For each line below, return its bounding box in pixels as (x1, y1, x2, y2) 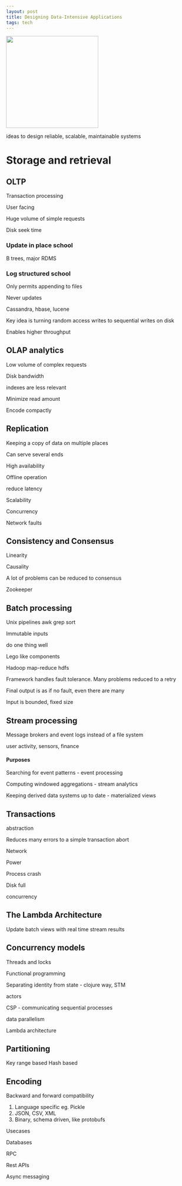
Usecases (6, 1128, 31, 1135)
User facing (6, 204, 35, 211)
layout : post (6, 8, 38, 15)
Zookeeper (6, 586, 33, 593)
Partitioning (6, 1044, 51, 1054)
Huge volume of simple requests (6, 215, 85, 222)
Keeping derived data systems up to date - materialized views (6, 792, 156, 799)
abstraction (6, 825, 34, 832)
